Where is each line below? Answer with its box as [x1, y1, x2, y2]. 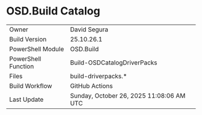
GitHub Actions [70, 81, 113, 90]
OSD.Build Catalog [6, 4, 100, 18]
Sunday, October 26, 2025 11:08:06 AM [70, 92, 186, 100]
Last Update [9, 95, 44, 104]
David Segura [70, 25, 109, 34]
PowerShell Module [9, 45, 64, 53]
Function [9, 62, 34, 70]
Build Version [9, 35, 47, 43]
